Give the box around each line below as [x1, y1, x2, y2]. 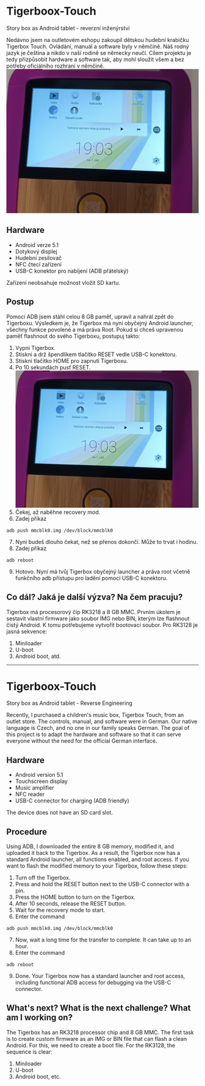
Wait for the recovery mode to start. [15, 907, 106, 914]
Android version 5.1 [15, 771, 63, 779]
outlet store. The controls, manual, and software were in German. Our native [6, 718, 198, 725]
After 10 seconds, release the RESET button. [15, 900, 127, 907]
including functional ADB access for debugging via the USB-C [15, 979, 171, 986]
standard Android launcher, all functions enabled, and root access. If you [6, 856, 189, 863]
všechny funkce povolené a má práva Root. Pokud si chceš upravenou [6, 326, 184, 333]
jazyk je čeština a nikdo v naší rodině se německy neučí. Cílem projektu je [6, 49, 192, 56]
